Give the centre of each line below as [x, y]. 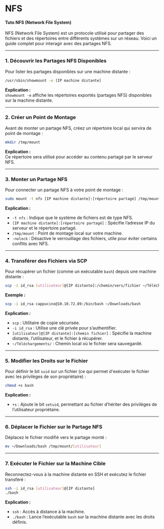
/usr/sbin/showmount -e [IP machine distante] [53, 80]
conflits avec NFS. [31, 243]
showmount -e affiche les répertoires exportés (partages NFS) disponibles [79, 95]
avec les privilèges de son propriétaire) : [46, 376]
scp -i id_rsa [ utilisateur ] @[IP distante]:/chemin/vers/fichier [73, 286]
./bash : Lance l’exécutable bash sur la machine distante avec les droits [83, 517]
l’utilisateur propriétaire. [36, 410]
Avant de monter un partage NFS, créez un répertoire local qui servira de [78, 128]
